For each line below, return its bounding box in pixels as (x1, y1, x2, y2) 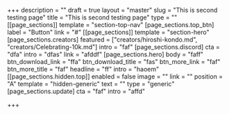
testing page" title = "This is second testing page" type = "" (7, 13, 178, 22)
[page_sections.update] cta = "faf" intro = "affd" (7, 87, 146, 95)
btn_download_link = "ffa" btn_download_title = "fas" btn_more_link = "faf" (7, 58, 221, 65)
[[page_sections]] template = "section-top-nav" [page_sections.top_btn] (7, 21, 214, 28)
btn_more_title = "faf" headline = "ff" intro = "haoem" (7, 65, 160, 73)
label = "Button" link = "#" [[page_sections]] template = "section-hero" (7, 28, 210, 36)
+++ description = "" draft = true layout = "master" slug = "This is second (7, 6, 218, 14)
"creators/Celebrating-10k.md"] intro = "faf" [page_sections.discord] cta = (7, 43, 220, 51)
